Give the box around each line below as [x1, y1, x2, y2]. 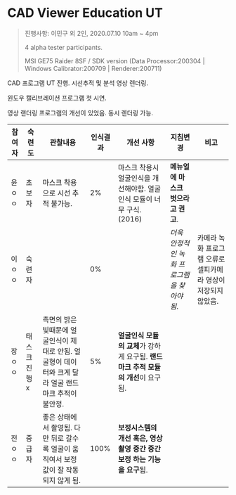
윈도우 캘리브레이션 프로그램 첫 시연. [7, 94, 107, 102]
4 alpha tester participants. [24, 43, 103, 51]
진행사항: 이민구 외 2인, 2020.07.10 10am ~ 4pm [24, 29, 159, 37]
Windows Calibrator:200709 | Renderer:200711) [24, 64, 162, 72]
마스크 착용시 [118, 162, 159, 172]
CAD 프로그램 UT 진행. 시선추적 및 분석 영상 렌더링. [7, 79, 149, 87]
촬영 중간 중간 [118, 444, 162, 454]
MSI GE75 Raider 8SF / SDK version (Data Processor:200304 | [24, 56, 205, 65]
